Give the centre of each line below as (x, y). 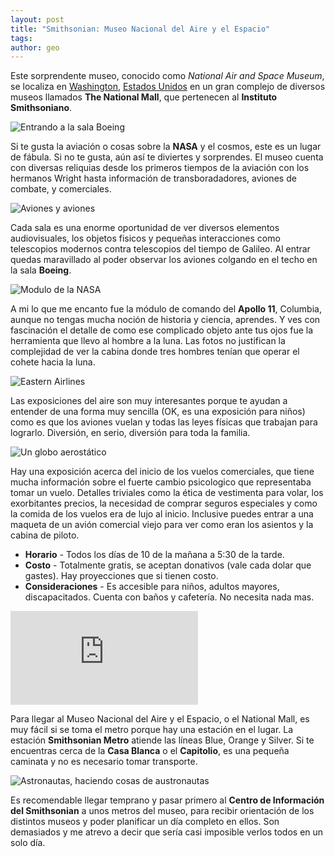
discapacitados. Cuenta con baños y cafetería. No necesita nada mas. (169, 597)
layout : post (37, 19)
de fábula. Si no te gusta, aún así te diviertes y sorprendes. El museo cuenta (167, 157)
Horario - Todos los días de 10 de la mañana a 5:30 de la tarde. (154, 555)
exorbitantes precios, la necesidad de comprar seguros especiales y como (164, 503)
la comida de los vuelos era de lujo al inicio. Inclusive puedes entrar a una (162, 514)
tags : (21, 38)
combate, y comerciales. (61, 189)
